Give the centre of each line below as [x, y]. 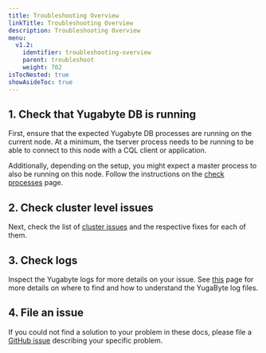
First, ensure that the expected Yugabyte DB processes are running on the [130, 134]
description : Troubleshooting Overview [74, 30]
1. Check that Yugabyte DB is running [102, 114]
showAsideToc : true [41, 82]
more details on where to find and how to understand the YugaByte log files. [133, 288]
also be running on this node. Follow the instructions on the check [116, 174]
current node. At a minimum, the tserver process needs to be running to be [131, 142]
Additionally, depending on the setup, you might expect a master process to [133, 166]
